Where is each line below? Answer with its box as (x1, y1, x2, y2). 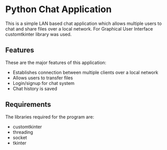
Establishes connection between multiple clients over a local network (12, 69, 158, 75)
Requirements (5, 100, 51, 109)
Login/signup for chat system (12, 80, 75, 86)
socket (12, 134, 27, 140)
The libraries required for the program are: (5, 113, 94, 120)
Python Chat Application (5, 4, 112, 15)
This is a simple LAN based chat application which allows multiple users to (5, 20, 162, 26)
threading (12, 129, 33, 135)
